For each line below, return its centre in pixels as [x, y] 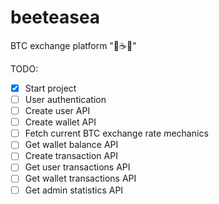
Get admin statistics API [74, 190]
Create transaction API [71, 156]
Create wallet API [60, 122]
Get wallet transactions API [80, 178]
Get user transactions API [77, 167]
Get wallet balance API [71, 145]
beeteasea [55, 17]
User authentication [65, 99]
